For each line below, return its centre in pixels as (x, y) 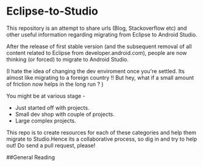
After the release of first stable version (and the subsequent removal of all (99, 46)
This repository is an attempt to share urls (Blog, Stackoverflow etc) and (97, 28)
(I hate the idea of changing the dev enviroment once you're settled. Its (95, 71)
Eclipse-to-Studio (52, 11)
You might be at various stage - (46, 96)
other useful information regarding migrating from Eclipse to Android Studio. (102, 34)
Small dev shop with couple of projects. (65, 114)
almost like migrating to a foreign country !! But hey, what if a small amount (100, 77)
